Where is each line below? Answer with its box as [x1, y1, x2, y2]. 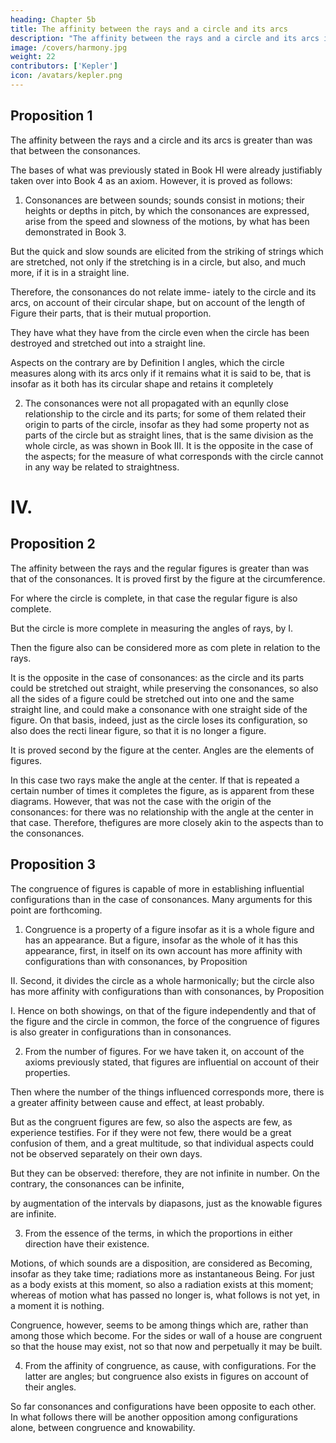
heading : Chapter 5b [10, 14, 97, 25]
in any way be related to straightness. [24, 461, 180, 473]
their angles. [24, 1381, 77, 1393]
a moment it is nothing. [10, 1299, 105, 1311]
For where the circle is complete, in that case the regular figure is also [10, 592, 298, 604]
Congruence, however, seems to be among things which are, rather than [10, 1319, 309, 1331]
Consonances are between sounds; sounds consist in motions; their [24, 194, 305, 206]
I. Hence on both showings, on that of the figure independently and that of [10, 1004, 317, 1016]
